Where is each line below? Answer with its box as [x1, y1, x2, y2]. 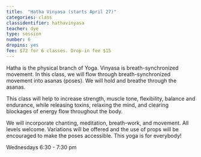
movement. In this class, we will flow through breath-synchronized [6, 70, 171, 78]
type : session [6, 31, 42, 37]
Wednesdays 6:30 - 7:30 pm [6, 143, 77, 150]
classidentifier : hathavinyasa [6, 20, 85, 26]
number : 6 [6, 37, 31, 43]
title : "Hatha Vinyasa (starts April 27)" [6, 8, 117, 15]
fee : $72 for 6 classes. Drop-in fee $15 [6, 48, 112, 54]
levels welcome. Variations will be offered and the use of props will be [6, 125, 179, 132]
